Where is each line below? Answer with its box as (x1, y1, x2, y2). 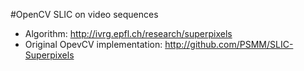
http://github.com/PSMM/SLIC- (164, 39, 294, 50)
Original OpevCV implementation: (24, 39, 163, 50)
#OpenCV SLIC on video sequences (10, 9, 159, 20)
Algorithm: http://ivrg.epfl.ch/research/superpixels (24, 28, 233, 39)
